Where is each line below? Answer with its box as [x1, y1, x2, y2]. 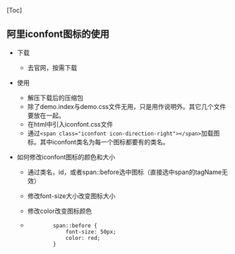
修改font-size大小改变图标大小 [27, 191, 116, 200]
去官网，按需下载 [27, 63, 78, 71]
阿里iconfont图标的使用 [6, 28, 110, 40]
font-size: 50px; [65, 228, 117, 236]
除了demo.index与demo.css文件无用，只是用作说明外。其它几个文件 [27, 102, 227, 110]
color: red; [65, 234, 101, 241]
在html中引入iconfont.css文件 [27, 120, 114, 128]
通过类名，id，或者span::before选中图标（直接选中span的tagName [27, 168, 222, 176]
